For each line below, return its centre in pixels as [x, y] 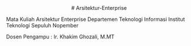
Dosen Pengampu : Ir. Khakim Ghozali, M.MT [60, 37]
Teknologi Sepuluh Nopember [42, 25]
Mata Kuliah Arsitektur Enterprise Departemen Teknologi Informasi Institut [95, 19]
